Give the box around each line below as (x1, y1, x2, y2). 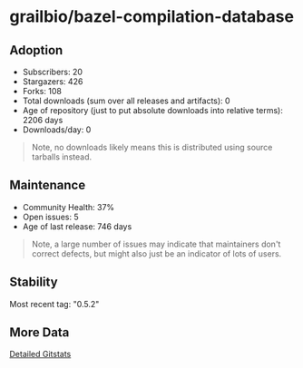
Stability (9, 275, 58, 290)
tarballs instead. (31, 151, 93, 162)
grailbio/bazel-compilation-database (9, 6, 295, 27)
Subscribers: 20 (22, 66, 83, 77)
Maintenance (9, 178, 86, 193)
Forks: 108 (22, 86, 62, 96)
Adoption (9, 43, 64, 58)
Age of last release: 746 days (22, 220, 132, 232)
